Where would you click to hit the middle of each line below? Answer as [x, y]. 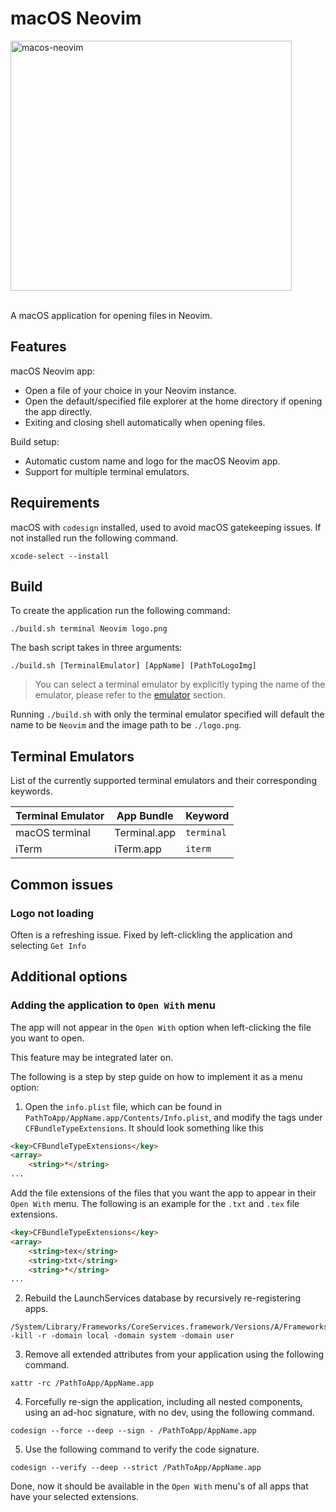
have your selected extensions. [74, 1497]
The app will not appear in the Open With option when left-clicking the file [161, 1027]
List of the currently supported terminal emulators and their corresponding [163, 781]
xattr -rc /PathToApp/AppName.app [82, 1383]
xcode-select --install [60, 556]
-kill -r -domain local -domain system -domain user [122, 1336]
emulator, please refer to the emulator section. [130, 695]
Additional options [69, 977]
